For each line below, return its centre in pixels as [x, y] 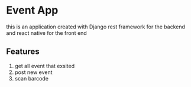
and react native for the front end [46, 33]
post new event [33, 72]
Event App [32, 10]
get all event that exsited [45, 66]
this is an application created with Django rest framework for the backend [96, 27]
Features [23, 52]
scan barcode [32, 78]
